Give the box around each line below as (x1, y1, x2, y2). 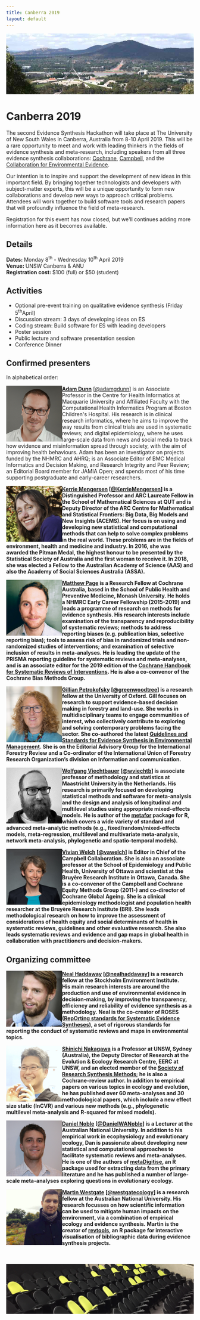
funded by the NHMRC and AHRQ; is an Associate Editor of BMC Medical (6, 455, 186, 462)
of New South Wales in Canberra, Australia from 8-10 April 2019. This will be (6, 135, 193, 142)
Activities (6, 286, 43, 296)
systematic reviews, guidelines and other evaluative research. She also (6, 925, 186, 932)
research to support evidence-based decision (62, 699, 178, 706)
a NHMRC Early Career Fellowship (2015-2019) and (62, 599, 190, 606)
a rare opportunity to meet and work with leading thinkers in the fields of (6, 142, 184, 149)
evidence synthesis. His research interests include (62, 611, 190, 618)
